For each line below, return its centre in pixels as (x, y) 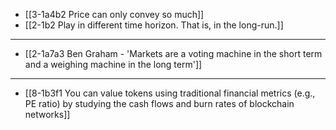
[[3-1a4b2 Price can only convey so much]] (114, 14)
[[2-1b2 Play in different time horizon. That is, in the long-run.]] (154, 25)
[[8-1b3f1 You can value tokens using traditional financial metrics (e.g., (170, 93)
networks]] (47, 114)
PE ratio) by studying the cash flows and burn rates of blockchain (159, 103)
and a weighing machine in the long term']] (113, 64)
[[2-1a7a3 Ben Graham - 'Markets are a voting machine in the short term (173, 53)
